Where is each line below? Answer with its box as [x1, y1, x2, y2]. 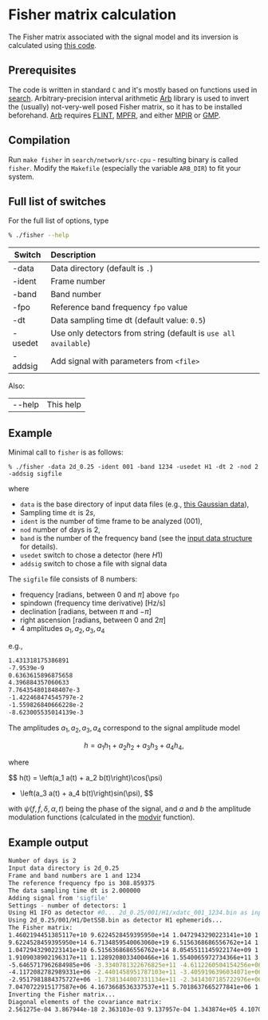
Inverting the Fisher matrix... [8, 990, 116, 999]
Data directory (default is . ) [50, 263, 154, 274]
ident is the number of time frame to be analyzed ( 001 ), [19, 517, 203, 526]
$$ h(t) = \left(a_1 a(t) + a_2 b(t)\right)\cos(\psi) [8, 773, 164, 783]
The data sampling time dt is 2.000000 [8, 887, 141, 895]
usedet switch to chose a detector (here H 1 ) [19, 550, 164, 560]
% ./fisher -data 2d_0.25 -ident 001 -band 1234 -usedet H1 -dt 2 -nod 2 [8, 463, 259, 471]
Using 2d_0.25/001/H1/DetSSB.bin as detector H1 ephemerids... [8, 916, 223, 924]
